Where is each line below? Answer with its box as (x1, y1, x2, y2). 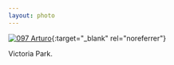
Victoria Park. (8, 48, 53, 58)
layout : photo (8, 11, 56, 20)
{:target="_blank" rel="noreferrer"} (51, 33, 166, 43)
